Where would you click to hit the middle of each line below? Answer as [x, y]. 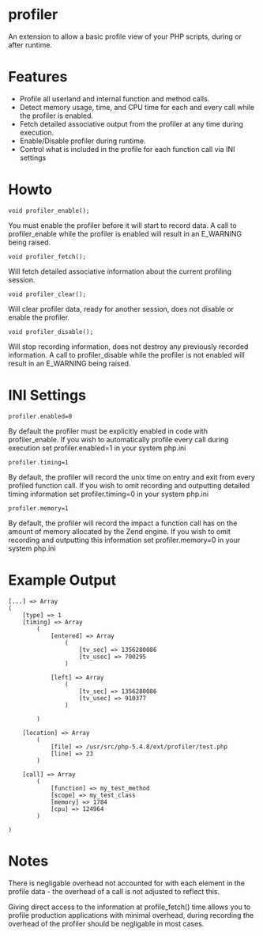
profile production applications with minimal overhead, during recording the [131, 915]
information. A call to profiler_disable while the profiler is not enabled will [126, 354]
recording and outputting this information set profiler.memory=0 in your [124, 540]
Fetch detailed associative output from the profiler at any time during [131, 123]
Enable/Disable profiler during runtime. [83, 141]
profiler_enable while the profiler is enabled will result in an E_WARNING [125, 233]
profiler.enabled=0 [40, 416]
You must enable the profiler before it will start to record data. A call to [122, 225]
